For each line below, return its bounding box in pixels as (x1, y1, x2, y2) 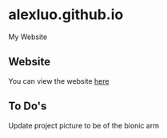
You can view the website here (8, 76, 109, 85)
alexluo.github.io (8, 6, 124, 24)
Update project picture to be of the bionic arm (8, 120, 160, 130)
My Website (8, 32, 48, 41)
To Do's (8, 100, 47, 113)
